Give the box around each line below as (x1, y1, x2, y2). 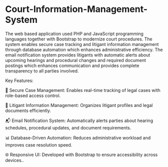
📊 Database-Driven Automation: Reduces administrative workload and (5, 134, 151, 140)
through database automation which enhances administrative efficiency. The (5, 46, 163, 52)
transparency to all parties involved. (5, 67, 79, 73)
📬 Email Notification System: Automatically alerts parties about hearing (5, 117, 153, 123)
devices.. (5, 157, 24, 163)
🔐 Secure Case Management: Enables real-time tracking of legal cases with (5, 87, 161, 93)
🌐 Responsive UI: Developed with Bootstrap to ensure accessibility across (5, 151, 158, 157)
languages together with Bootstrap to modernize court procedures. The (5, 36, 152, 42)
